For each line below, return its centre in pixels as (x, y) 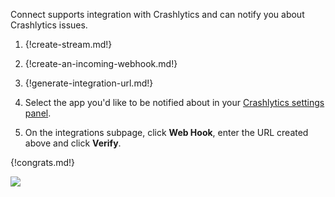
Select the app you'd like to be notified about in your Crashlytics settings (174, 102)
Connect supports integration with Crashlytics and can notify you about (157, 14)
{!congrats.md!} (43, 162)
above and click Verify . (73, 143)
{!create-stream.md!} (68, 44)
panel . (38, 113)
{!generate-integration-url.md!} (89, 83)
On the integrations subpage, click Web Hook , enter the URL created (166, 132)
